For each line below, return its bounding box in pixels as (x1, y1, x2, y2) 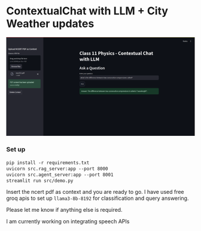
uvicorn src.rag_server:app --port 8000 (6, 166, 109, 172)
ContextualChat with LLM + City (6, 4, 169, 18)
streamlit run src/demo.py (6, 178, 74, 184)
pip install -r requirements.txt (6, 160, 90, 166)
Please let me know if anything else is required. (6, 206, 123, 213)
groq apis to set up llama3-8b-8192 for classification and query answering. (6, 194, 189, 202)
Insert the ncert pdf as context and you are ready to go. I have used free (6, 188, 184, 195)
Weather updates (6, 17, 95, 31)
